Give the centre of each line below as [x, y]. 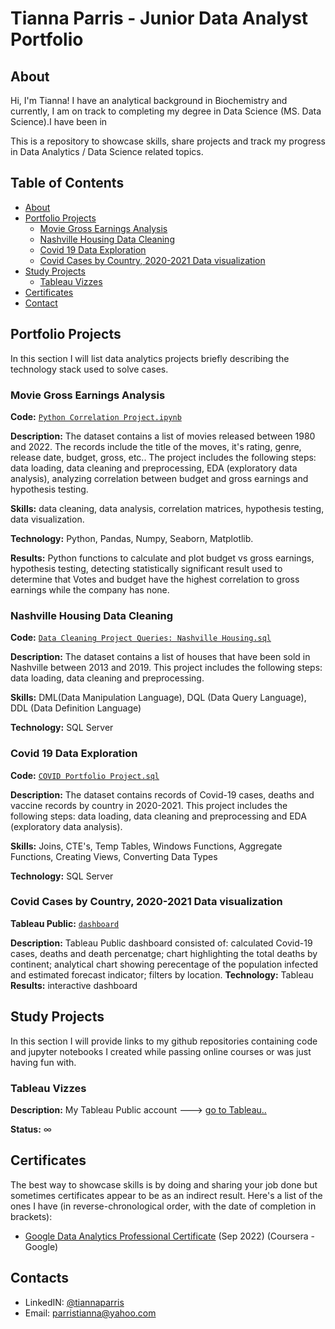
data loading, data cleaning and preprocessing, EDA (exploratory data [154, 468]
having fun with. [43, 1062]
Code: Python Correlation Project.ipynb [96, 416]
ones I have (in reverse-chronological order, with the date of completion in [163, 1206]
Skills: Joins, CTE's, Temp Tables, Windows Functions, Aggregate [146, 846]
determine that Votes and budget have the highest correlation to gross [155, 579]
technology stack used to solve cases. [89, 369]
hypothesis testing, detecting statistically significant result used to [146, 568]
